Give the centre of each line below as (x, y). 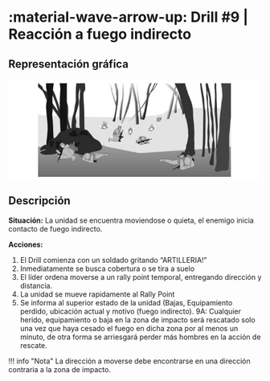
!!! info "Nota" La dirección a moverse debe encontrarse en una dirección (129, 361)
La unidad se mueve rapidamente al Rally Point (97, 294)
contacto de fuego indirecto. (55, 228)
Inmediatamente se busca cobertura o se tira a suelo (107, 268)
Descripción (39, 201)
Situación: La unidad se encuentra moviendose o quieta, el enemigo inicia (131, 220)
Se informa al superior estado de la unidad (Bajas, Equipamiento (126, 302)
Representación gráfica (68, 64)
